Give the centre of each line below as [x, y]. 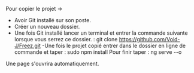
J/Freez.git [28, 45]
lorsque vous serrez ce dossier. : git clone [66, 39]
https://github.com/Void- [149, 39]
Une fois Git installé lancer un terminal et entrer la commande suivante [101, 33]
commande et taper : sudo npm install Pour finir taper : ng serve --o [98, 52]
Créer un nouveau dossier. [47, 27]
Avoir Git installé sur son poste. [52, 20]
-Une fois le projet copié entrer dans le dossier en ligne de [114, 45]
